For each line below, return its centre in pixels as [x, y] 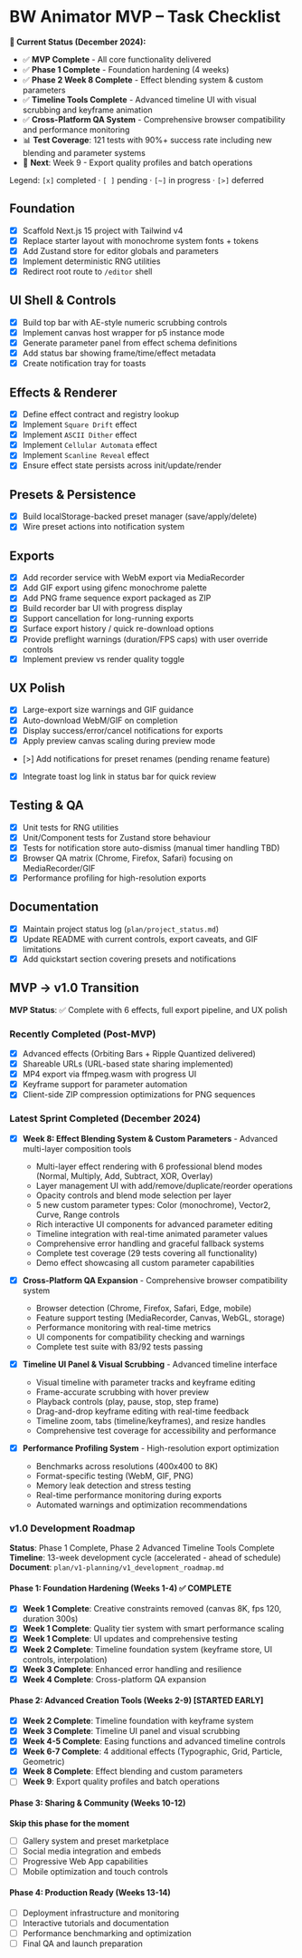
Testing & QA [47, 806]
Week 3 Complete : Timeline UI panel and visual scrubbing [131, 1730]
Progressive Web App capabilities [85, 1861]
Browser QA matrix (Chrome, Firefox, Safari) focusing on [127, 858]
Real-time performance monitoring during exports [129, 1495]
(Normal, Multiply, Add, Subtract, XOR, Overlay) [124, 1175]
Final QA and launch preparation [82, 1943]
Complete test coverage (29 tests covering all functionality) [146, 1252]
